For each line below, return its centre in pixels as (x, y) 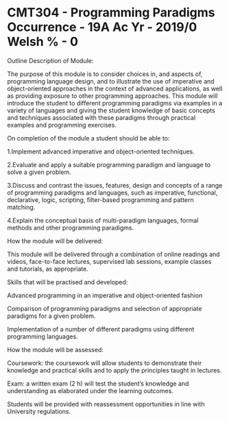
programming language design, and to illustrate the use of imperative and (111, 81)
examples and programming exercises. (62, 125)
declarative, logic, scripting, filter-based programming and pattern (100, 199)
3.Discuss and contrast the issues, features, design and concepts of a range (115, 185)
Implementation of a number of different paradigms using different (101, 329)
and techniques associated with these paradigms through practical (101, 117)
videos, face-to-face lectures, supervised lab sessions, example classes (109, 261)
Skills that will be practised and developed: (68, 282)
